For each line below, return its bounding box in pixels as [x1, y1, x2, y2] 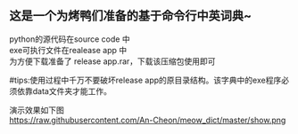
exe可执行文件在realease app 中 [9, 44, 128, 55]
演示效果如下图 [9, 105, 64, 115]
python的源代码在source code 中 [9, 34, 131, 44]
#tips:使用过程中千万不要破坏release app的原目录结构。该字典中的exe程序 [9, 75, 282, 85]
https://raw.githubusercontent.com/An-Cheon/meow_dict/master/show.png [9, 114, 286, 125]
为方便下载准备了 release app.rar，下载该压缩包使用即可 [9, 56, 216, 67]
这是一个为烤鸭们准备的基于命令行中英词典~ [9, 8, 252, 24]
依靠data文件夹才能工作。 [16, 85, 112, 96]
